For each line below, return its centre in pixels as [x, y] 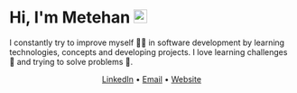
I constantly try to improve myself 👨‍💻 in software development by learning [147, 42]
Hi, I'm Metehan [70, 18]
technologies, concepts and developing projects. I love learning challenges [148, 51]
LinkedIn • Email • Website [152, 79]
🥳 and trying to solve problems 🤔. [71, 61]
